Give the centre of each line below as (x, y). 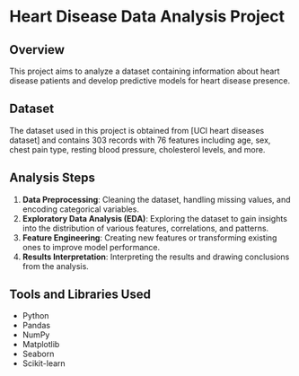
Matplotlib (41, 345)
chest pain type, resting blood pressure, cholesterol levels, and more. (137, 149)
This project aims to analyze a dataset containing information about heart (145, 71)
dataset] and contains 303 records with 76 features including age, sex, (140, 140)
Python (35, 316)
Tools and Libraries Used (80, 295)
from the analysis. (56, 266)
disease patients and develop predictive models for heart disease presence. (150, 81)
